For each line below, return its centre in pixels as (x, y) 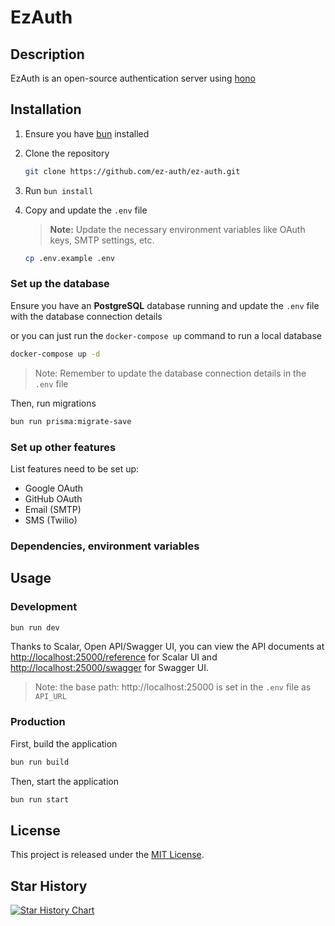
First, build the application (64, 743)
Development (44, 607)
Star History (49, 886)
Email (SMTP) (53, 509)
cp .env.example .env (69, 258)
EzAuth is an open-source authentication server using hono (133, 78)
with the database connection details (86, 316)
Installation (46, 109)
